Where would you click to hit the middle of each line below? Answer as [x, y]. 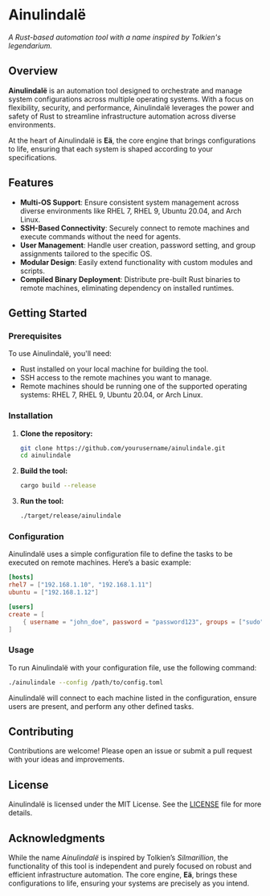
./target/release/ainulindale [71, 516]
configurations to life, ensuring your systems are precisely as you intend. [129, 883]
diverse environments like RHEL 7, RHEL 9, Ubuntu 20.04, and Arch [131, 210]
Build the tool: [44, 471]
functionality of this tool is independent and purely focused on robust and [130, 866]
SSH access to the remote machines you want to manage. [116, 378]
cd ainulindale [45, 456]
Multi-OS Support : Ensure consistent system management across [129, 202]
